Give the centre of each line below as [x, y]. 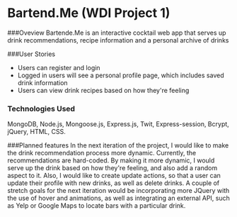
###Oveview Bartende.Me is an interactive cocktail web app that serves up [117, 33]
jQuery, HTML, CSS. [36, 132]
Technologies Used [41, 108]
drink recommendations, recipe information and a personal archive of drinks [118, 40]
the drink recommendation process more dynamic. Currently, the [102, 153]
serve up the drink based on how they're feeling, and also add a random [112, 168]
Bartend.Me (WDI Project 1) [89, 13]
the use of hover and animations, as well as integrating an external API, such [118, 198]
